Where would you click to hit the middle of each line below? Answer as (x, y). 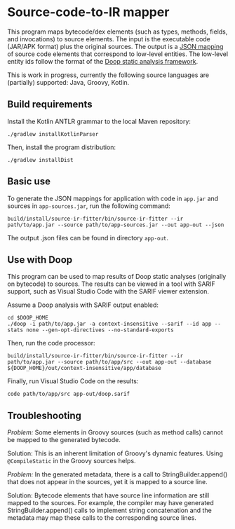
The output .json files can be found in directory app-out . (88, 238)
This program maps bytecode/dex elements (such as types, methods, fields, (117, 32)
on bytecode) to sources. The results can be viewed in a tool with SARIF (111, 284)
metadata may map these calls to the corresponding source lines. (102, 518)
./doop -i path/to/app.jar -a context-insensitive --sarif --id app (109, 324)
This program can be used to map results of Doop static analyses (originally (117, 277)
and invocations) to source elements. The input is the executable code (109, 39)
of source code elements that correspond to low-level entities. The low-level (118, 54)
